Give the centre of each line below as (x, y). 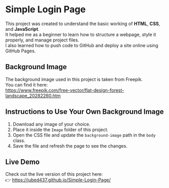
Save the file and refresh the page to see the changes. (70, 146)
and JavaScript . (23, 29)
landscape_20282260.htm (33, 95)
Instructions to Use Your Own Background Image (84, 112)
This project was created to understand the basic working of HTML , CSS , (83, 24)
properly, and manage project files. (42, 40)
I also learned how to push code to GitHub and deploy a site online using (82, 45)
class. (19, 140)
